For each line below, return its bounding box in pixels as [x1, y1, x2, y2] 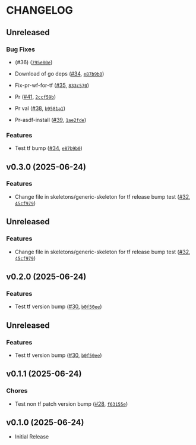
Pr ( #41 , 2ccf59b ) [14, 93, 56, 100]
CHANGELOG [6, 4, 73, 17]
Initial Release [14, 433, 49, 440]
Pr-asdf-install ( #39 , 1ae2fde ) [14, 116, 87, 123]
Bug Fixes [6, 45, 36, 54]
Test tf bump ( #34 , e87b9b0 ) [14, 145, 83, 152]
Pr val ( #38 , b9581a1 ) [14, 105, 66, 112]
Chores [6, 387, 28, 395]
